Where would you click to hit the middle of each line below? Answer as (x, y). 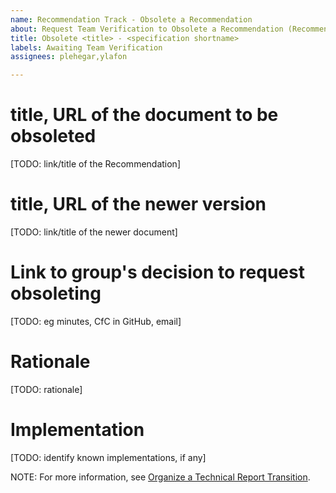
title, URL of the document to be (144, 115)
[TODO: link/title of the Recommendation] (96, 164)
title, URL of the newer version (138, 204)
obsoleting (56, 293)
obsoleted (53, 136)
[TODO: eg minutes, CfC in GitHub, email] (96, 321)
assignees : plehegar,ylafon (69, 57)
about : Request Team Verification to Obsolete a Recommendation (147, 29)
